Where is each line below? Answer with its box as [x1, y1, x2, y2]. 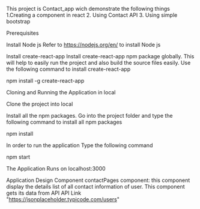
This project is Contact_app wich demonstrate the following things [6, 5, 170, 12]
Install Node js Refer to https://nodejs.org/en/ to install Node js [6, 41, 161, 48]
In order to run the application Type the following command [6, 142, 153, 149]
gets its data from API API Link [6, 189, 82, 196]
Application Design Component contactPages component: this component [6, 177, 190, 184]
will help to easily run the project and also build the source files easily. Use [6, 59, 191, 66]
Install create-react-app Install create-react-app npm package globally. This [6, 53, 195, 59]
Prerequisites [6, 29, 39, 37]
